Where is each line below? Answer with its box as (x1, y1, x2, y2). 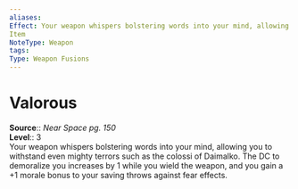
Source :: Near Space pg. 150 (9, 122, 116, 133)
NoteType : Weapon (9, 37, 74, 47)
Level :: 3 (9, 131, 42, 143)
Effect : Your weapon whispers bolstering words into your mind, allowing (9, 21, 290, 30)
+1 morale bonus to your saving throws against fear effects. (9, 169, 228, 180)
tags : (9, 46, 29, 55)
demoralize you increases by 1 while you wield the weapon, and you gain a (9, 160, 284, 170)
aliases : (9, 12, 42, 22)
